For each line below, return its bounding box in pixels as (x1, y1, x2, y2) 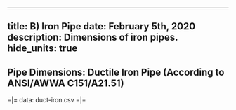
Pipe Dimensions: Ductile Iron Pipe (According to (7, 66, 225, 78)
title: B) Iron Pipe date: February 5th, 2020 (7, 20, 196, 32)
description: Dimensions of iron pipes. (7, 32, 178, 43)
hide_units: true (7, 43, 78, 55)
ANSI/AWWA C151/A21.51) (7, 77, 124, 89)
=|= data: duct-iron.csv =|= (7, 96, 86, 104)
